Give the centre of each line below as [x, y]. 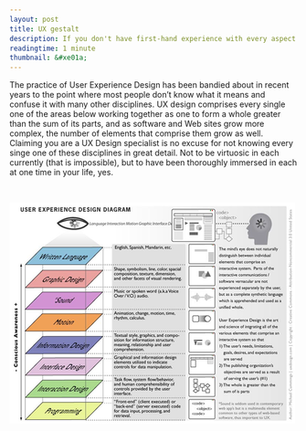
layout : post [34, 19]
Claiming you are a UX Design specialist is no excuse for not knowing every [152, 143]
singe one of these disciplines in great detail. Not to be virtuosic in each [144, 153]
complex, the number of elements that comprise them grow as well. [136, 133]
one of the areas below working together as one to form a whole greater [145, 114]
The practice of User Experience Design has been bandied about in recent [149, 85]
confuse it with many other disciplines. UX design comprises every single [148, 104]
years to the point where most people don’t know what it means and [137, 95]
